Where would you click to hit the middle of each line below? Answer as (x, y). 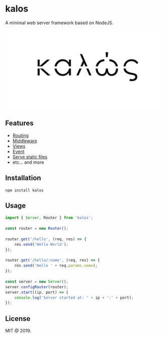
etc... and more (28, 162)
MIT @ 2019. (18, 331)
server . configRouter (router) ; (37, 287)
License (18, 319)
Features (19, 123)
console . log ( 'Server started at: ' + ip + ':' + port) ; (74, 298)
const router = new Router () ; (37, 229)
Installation (23, 178)
